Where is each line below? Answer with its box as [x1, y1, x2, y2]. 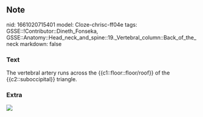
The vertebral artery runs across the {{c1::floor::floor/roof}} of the [6, 69, 170, 76]
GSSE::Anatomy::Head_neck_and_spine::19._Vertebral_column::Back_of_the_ [6, 33, 196, 41]
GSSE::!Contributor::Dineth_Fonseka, [6, 27, 98, 35]
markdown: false [20, 40, 62, 47]
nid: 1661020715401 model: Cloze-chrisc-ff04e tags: [6, 21, 138, 28]
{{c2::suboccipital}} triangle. [6, 76, 77, 83]
